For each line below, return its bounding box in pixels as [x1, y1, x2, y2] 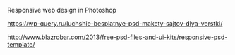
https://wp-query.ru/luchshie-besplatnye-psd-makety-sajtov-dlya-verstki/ [7, 19, 223, 27]
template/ [7, 40, 35, 48]
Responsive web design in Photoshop [7, 6, 116, 14]
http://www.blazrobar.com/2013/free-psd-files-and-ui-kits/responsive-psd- [7, 33, 228, 41]
